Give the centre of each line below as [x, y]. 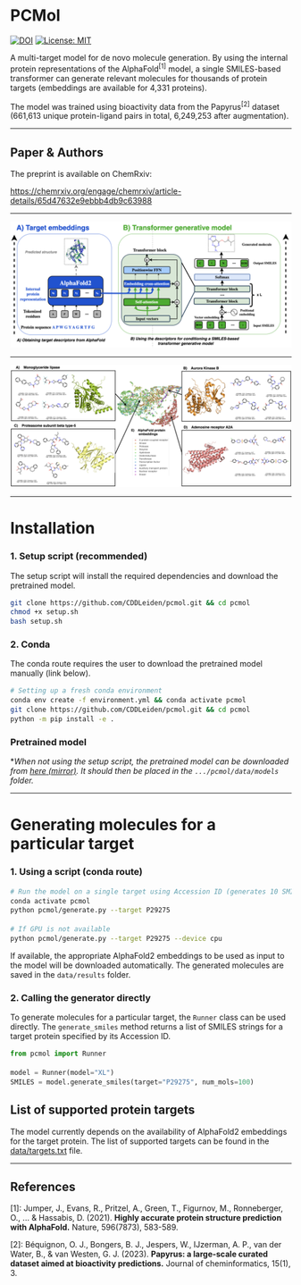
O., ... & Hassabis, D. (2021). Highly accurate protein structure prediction [146, 1218]
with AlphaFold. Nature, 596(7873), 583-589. [94, 1227]
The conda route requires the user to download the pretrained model [136, 664]
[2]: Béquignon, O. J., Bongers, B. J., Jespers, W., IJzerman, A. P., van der [146, 1245]
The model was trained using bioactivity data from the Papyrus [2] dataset [145, 105]
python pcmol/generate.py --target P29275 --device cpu [116, 939]
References [43, 1186]
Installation [53, 529]
